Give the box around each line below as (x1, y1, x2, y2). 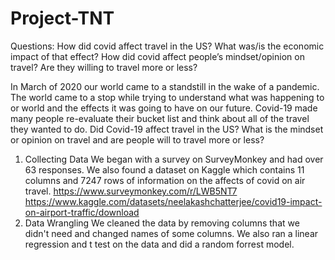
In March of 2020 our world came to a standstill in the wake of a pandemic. (10, 80, 320, 92)
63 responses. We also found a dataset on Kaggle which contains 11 (24, 163, 305, 176)
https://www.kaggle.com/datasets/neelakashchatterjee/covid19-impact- (24, 195, 323, 207)
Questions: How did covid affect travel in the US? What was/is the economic (10, 40, 325, 52)
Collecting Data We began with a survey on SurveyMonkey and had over (24, 153, 324, 165)
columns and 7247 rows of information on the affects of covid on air (24, 174, 306, 186)
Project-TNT (10, 7, 115, 30)
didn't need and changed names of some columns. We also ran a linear (24, 227, 319, 239)
